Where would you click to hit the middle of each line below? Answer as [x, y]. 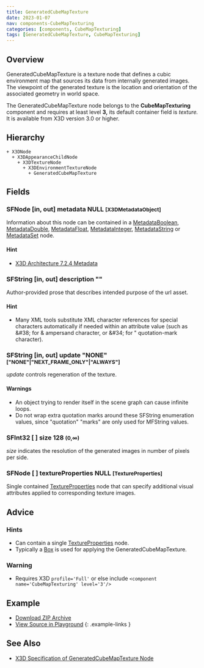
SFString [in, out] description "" [54, 279]
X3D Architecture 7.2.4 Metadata [56, 263]
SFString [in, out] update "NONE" [57, 355]
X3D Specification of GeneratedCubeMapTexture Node [84, 658]
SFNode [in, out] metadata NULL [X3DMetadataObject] [84, 210]
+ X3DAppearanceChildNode [45, 157]
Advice [20, 512]
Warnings [19, 389]
